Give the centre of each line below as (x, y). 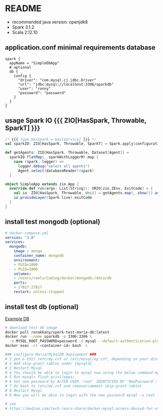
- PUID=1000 (26, 265)
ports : (20, 283)
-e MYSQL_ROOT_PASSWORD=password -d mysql (53, 341)
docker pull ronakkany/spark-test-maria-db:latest (57, 332)
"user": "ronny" (34, 89)
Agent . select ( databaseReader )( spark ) (56, 171)
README (23, 9)
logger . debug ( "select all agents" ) (54, 166)
